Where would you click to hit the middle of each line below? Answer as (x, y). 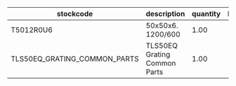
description (165, 14)
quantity (206, 14)
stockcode (75, 14)
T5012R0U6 (32, 30)
